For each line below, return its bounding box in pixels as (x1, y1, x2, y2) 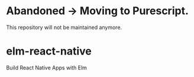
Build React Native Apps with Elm (6, 64, 88, 71)
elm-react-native (6, 44, 92, 58)
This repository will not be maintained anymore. (6, 24, 122, 31)
